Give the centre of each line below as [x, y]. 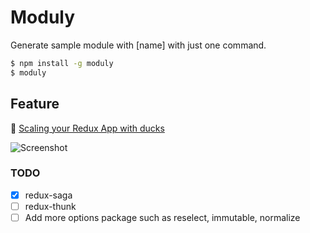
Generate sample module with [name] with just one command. [138, 45]
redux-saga [48, 195]
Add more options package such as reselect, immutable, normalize [162, 217]
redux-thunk [50, 206]
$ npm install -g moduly [62, 63]
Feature [35, 104]
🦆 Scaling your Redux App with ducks [87, 128]
